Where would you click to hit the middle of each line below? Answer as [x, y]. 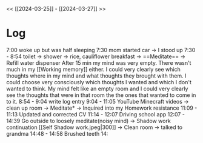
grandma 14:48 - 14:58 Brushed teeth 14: [57, 133]
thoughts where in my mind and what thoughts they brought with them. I [96, 76]
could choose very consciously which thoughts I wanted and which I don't [99, 82]
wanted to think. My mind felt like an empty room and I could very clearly [97, 88]
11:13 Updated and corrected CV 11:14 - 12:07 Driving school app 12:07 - [95, 114]
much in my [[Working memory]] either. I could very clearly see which [93, 69]
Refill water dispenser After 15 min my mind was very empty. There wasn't [99, 62]
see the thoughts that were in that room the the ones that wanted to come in [101, 95]
